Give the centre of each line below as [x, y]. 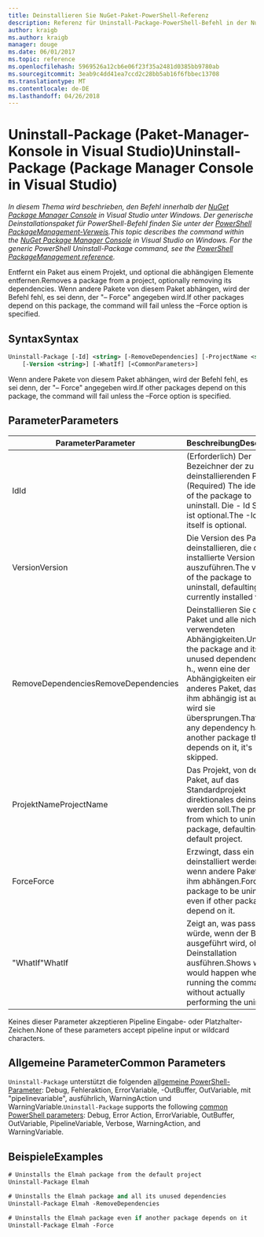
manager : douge [33, 45]
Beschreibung [213, 443]
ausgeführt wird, [217, 943]
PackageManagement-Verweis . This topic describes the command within [126, 232]
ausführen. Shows [219, 962]
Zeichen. [22, 1030]
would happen [213, 973]
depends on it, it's [220, 747]
